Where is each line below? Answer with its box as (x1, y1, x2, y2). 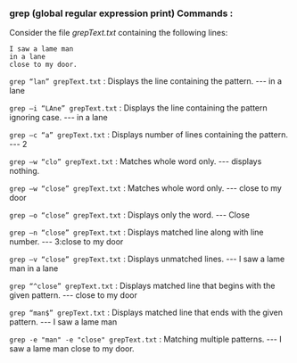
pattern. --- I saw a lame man (9, 317, 118, 327)
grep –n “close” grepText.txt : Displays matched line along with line (9, 227, 265, 238)
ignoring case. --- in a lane (9, 112, 109, 123)
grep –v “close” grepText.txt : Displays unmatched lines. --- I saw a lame (9, 253, 285, 265)
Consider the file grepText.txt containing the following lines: (9, 28, 228, 38)
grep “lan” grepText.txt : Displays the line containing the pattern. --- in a (9, 76, 283, 87)
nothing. (9, 166, 40, 177)
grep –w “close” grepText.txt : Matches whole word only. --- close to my (9, 183, 283, 194)
